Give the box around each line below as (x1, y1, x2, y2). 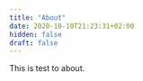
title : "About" (9, 13, 67, 22)
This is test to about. (9, 63, 85, 74)
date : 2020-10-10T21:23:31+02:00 (9, 22, 135, 31)
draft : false (9, 38, 58, 48)
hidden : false (9, 30, 63, 39)
